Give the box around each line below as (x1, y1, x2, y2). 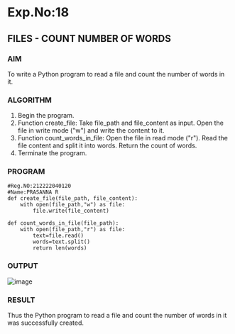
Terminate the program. (17, 149, 87, 157)
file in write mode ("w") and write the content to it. (17, 126, 165, 135)
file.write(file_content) (33, 207, 110, 215)
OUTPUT (7, 261, 38, 271)
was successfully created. (7, 318, 84, 327)
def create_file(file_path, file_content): (7, 195, 138, 202)
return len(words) (33, 245, 87, 252)
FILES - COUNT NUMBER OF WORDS (7, 33, 172, 45)
